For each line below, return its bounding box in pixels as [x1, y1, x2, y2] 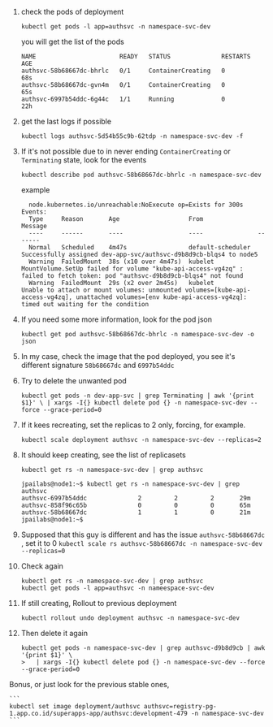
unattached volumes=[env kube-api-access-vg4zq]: [76, 293, 247, 301]
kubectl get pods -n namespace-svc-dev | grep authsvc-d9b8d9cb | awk [20, 644, 266, 652]
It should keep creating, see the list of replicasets [20, 450, 186, 460]
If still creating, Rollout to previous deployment [20, 599, 177, 608]
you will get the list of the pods [20, 37, 124, 46]
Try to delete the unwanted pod [20, 376, 127, 385]
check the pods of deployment [20, 7, 124, 16]
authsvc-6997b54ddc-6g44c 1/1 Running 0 [20, 95, 226, 103]
